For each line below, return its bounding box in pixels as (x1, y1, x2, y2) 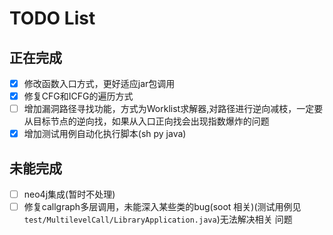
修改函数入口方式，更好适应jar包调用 (23, 78, 176, 89)
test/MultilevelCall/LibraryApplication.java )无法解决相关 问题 (23, 213, 293, 226)
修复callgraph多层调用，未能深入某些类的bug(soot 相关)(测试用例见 (23, 201, 302, 213)
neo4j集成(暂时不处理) (23, 188, 116, 201)
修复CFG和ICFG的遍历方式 (23, 90, 134, 102)
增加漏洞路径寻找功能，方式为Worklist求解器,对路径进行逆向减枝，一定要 (23, 103, 324, 115)
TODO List (9, 7, 96, 30)
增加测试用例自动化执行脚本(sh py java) (23, 128, 187, 140)
